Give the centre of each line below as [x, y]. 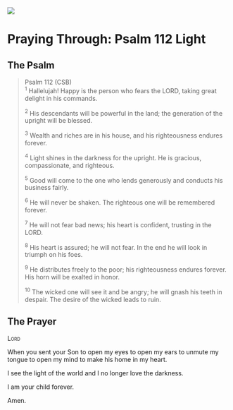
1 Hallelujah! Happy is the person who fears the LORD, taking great [120, 90]
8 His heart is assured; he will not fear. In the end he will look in [116, 246]
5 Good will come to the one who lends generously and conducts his [124, 179]
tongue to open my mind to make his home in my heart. [87, 360]
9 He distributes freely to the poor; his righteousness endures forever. [125, 269]
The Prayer [32, 321]
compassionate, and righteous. [69, 165]
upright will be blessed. [58, 121]
